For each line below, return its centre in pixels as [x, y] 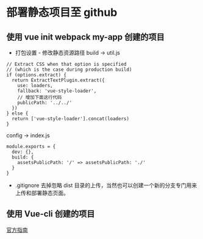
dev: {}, [23, 152]
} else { [17, 113]
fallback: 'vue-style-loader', [57, 91]
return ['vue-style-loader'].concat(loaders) [71, 119]
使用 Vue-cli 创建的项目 [51, 214]
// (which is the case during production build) [69, 70]
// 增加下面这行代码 [40, 98]
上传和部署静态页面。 [42, 193]
